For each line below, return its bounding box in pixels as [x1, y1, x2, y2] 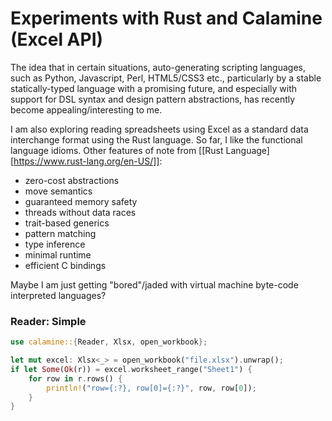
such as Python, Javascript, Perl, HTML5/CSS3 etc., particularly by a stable [10, 72, 322, 84]
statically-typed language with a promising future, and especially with [10, 82, 298, 94]
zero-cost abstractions [24, 174, 120, 186]
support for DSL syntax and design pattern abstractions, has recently [10, 93, 296, 105]
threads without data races [24, 206, 137, 218]
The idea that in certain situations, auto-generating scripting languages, [10, 61, 307, 73]
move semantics [24, 185, 93, 197]
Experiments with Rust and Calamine [10, 7, 323, 30]
